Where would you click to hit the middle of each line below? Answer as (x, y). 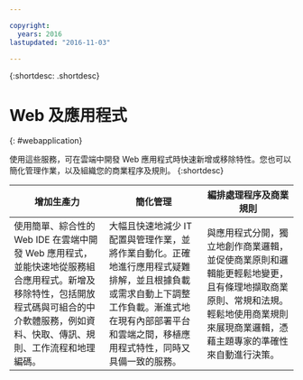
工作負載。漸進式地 (150, 308)
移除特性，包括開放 (55, 294)
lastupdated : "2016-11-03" (60, 42)
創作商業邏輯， (257, 246)
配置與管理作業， (145, 240)
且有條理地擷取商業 (248, 287)
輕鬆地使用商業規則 (248, 314)
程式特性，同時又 (154, 348)
